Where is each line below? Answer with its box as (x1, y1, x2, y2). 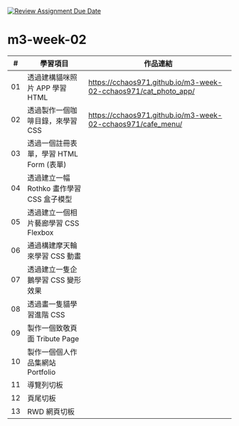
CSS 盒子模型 (27, 194, 73, 204)
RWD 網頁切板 (27, 406, 75, 416)
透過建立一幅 (27, 173, 70, 183)
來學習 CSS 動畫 (27, 251, 82, 261)
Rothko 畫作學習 (27, 183, 82, 193)
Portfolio (27, 367, 55, 377)
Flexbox (27, 228, 54, 238)
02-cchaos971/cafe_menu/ (87, 119, 183, 129)
